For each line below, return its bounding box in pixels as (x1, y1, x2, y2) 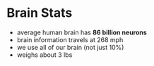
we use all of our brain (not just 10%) (16, 43, 124, 51)
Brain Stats (6, 5, 73, 21)
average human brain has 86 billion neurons (16, 28, 148, 37)
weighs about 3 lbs (16, 51, 73, 59)
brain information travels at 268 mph (16, 35, 124, 44)
